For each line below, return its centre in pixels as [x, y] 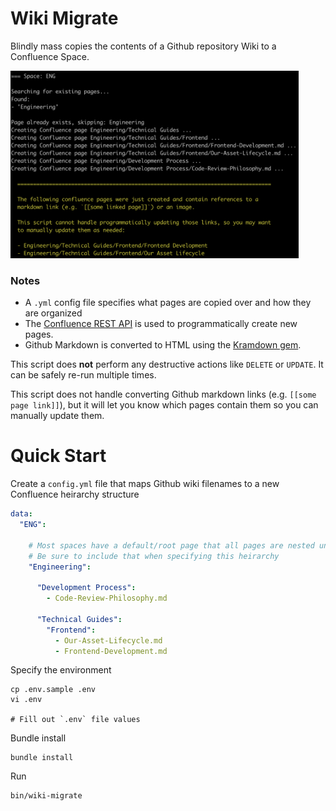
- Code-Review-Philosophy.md [107, 598]
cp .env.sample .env [53, 690]
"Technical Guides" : [79, 619]
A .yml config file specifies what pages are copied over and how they [168, 303]
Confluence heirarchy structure [75, 494]
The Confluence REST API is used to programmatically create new [161, 324]
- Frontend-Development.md [111, 651]
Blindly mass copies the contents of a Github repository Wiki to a [143, 46]
